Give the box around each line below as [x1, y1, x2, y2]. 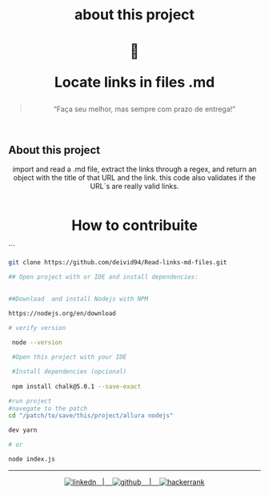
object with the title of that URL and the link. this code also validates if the [13, 173, 256, 183]
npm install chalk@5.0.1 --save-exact [11, 382, 142, 390]
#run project [8, 396, 52, 405]
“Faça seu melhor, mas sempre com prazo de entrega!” [53, 104, 236, 114]
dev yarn [8, 426, 38, 434]
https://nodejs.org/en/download [8, 309, 116, 317]
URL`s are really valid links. [90, 182, 179, 191]
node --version [11, 339, 62, 347]
